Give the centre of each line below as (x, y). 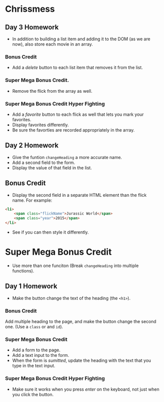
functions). (23, 270)
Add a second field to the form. (44, 162)
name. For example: (32, 200)
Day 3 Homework (32, 27)
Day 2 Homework (32, 146)
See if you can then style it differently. (50, 232)
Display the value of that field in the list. (52, 167)
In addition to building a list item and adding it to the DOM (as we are (81, 39)
